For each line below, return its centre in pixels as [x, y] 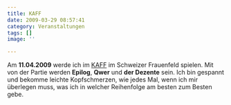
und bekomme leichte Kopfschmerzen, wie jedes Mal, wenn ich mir [103, 79]
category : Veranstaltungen [46, 26]
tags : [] [20, 33]
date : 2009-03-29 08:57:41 [46, 20]
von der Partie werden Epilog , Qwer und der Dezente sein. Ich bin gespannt [116, 73]
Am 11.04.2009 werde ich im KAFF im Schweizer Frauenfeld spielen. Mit [110, 65]
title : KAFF [24, 13]
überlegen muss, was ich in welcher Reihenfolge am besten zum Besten [110, 87]
